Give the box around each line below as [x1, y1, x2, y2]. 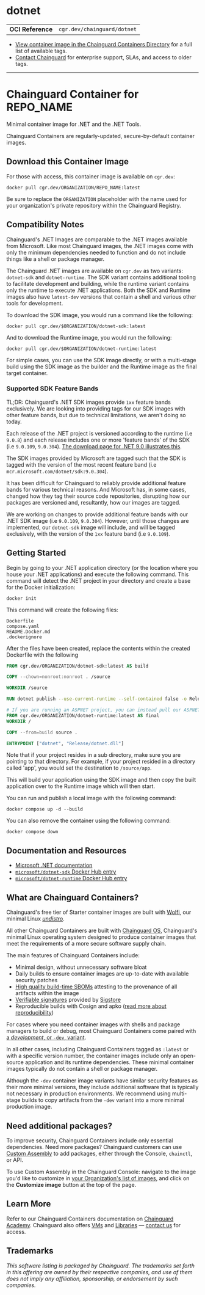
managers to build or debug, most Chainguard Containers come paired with [6, 1027, 196, 1035]
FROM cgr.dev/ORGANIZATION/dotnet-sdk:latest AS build [6, 663, 149, 669]
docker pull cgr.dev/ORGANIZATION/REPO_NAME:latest [6, 184, 140, 191]
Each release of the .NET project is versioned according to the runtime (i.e [6, 429, 193, 437]
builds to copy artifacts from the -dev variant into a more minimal [21, 1096, 184, 1104]
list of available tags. [15, 47, 67, 54]
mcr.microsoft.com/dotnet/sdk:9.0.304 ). [6, 467, 109, 475]
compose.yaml [6, 623, 40, 629]
